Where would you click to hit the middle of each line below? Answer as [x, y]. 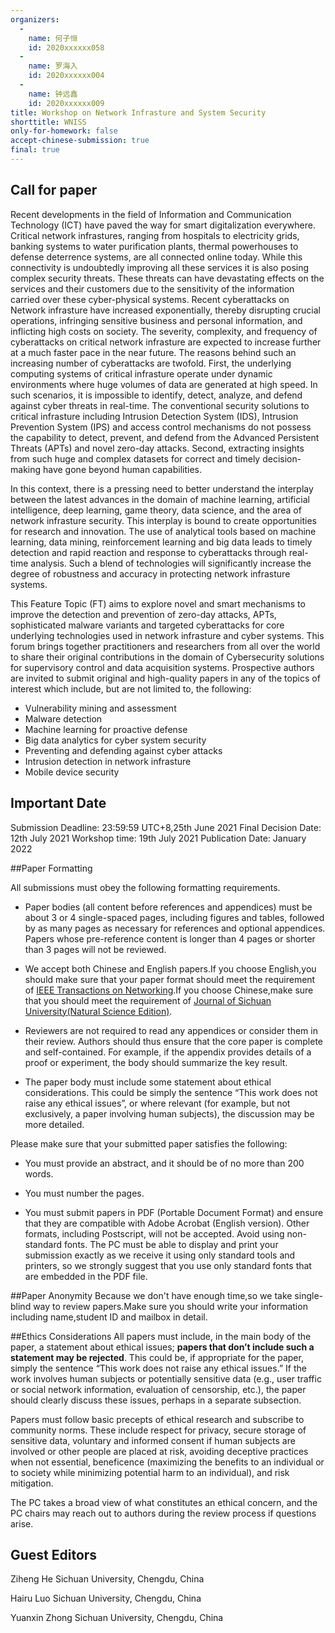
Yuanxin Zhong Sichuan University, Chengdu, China [117, 1618]
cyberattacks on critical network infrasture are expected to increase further [166, 342]
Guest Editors [54, 1554]
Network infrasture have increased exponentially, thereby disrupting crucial [165, 310]
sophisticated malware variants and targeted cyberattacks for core [147, 625]
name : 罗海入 [53, 66]
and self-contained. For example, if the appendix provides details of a [168, 1052]
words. [39, 1173]
